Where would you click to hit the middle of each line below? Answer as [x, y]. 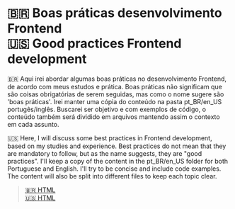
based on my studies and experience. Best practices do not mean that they [117, 146]
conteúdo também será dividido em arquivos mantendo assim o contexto [114, 117]
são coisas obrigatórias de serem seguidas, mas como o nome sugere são [116, 94]
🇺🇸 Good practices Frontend [94, 44]
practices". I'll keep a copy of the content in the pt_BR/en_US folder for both [118, 161]
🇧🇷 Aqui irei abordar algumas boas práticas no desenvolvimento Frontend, [117, 79]
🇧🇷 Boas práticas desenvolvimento [115, 13]
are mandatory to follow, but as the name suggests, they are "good [105, 153]
